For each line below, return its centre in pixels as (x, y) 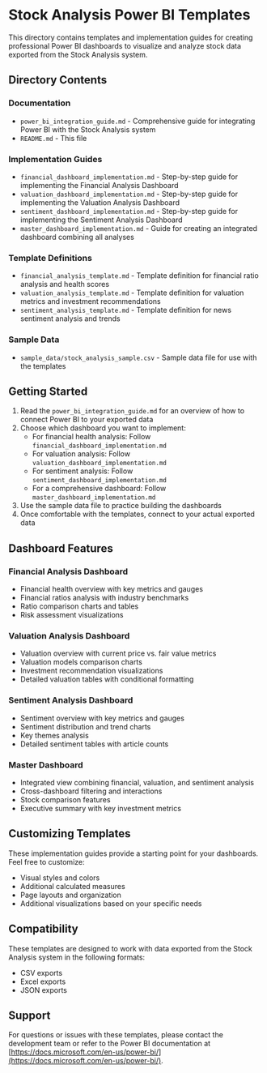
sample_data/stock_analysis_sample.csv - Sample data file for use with (138, 357)
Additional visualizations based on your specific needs (111, 903)
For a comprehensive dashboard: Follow (99, 489)
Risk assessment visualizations (72, 615)
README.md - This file (53, 138)
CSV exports (41, 973)
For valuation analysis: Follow (81, 454)
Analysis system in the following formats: (77, 957)
